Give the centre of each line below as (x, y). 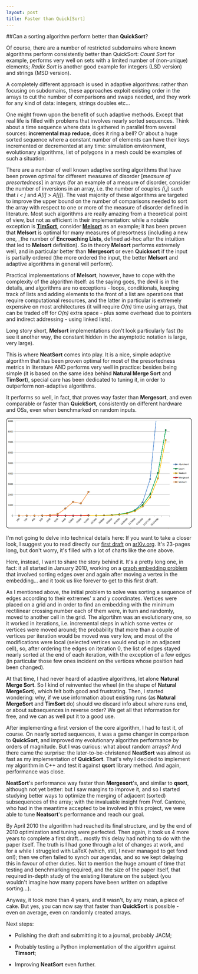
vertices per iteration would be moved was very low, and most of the (89, 636)
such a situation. (26, 158)
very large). (20, 343)
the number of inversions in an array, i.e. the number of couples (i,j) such (95, 188)
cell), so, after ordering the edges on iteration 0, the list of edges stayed (93, 648)
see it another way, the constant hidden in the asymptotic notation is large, (97, 337)
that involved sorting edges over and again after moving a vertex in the (92, 575)
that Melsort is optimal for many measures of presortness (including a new (97, 232)
